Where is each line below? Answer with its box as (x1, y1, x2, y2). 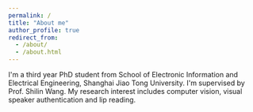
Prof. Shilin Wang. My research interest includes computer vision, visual (8, 87, 243, 95)
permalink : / (8, 11, 52, 20)
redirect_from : (8, 33, 59, 42)
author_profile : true (8, 26, 80, 34)
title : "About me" (8, 19, 69, 27)
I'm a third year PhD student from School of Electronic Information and (8, 70, 239, 79)
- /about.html (15, 48, 62, 56)
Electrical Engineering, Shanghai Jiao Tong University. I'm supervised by (8, 78, 246, 88)
